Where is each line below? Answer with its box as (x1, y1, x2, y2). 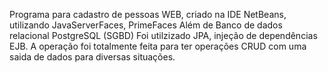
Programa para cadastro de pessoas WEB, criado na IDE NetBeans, (9, 9, 287, 20)
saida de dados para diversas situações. (9, 51, 176, 63)
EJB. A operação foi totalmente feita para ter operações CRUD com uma (9, 40, 307, 52)
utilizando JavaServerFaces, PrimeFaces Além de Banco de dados (9, 19, 283, 31)
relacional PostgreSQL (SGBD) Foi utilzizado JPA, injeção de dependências (9, 30, 318, 41)
